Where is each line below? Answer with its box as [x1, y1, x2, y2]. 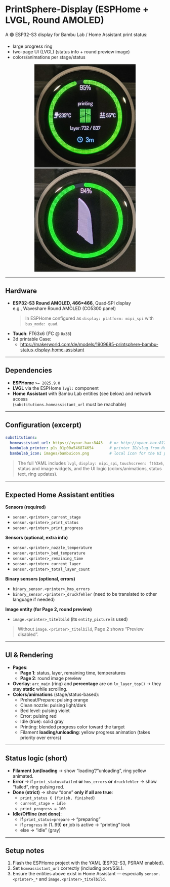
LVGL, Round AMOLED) [5, 14, 104, 26]
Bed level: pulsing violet [20, 708, 70, 714]
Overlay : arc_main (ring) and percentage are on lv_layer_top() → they [12, 680, 161, 687]
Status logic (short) [5, 754, 68, 763]
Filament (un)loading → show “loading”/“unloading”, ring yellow [12, 768, 147, 774]
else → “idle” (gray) [20, 827, 61, 833]
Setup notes [5, 846, 45, 855]
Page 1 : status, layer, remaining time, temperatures [20, 669, 126, 676]
